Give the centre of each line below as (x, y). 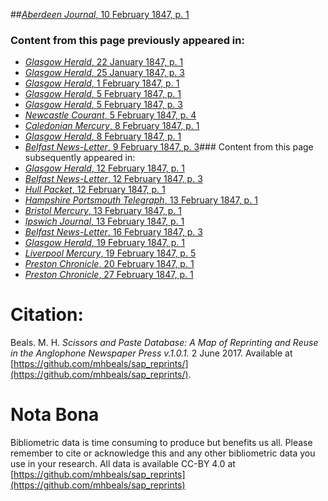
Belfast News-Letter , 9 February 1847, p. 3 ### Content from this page (169, 147)
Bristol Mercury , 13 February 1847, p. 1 (103, 211)
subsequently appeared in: (80, 158)
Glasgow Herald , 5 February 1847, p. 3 (103, 105)
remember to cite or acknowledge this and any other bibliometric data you (163, 453)
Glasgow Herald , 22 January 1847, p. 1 (104, 62)
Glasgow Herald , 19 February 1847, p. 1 (105, 243)
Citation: (47, 315)
